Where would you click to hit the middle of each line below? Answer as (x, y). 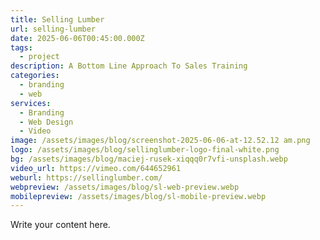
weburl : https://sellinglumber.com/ (86, 177)
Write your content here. (60, 225)
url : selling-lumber (53, 29)
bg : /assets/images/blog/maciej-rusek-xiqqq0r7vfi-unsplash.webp (149, 159)
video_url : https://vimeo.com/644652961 (96, 168)
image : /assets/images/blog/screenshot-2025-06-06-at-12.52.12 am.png (160, 141)
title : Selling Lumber (57, 19)
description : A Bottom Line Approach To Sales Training (129, 66)
